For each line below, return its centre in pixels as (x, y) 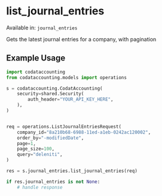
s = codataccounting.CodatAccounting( (54, 88)
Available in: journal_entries (42, 28)
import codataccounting (36, 72)
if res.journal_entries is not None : (53, 182)
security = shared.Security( (51, 94)
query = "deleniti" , (40, 155)
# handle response (40, 187)
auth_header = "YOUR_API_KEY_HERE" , (71, 99)
